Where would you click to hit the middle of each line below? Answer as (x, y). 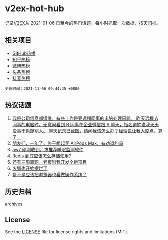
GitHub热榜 (24, 53)
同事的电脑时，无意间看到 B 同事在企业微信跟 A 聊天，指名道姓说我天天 (86, 124)
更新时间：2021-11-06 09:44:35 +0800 (42, 89)
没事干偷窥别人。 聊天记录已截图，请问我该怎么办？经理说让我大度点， (85, 131)
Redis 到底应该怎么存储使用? (42, 156)
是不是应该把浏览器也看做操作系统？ (50, 174)
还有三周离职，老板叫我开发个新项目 (50, 162)
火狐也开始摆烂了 (30, 168)
